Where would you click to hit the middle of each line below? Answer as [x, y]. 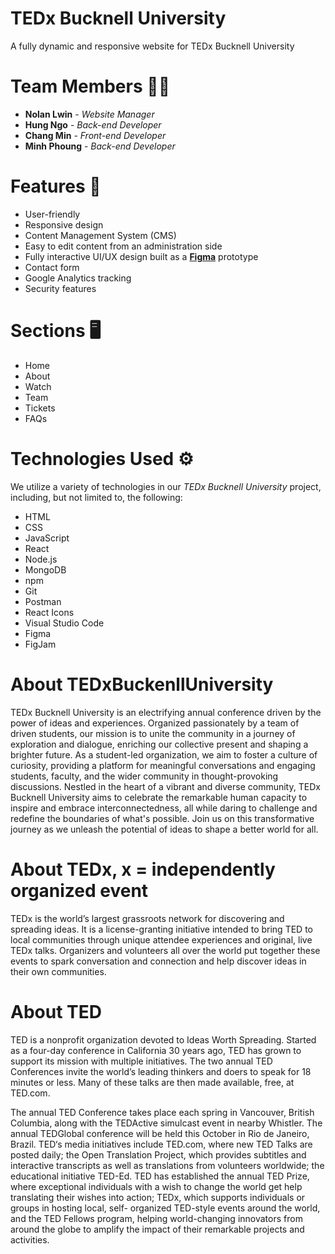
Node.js [41, 559]
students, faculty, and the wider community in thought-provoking [144, 776]
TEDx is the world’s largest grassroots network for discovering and [147, 918]
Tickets [40, 408]
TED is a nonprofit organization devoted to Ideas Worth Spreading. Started [163, 1039]
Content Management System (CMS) [100, 235]
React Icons [49, 612]
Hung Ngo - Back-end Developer [93, 124]
